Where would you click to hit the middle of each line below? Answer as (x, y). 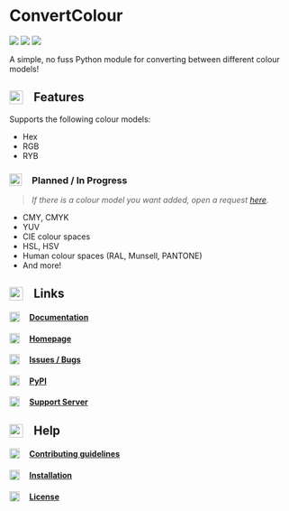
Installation (51, 475)
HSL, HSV (41, 246)
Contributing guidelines (75, 454)
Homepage (50, 339)
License (45, 497)
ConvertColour (66, 16)
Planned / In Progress (79, 180)
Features (59, 97)
